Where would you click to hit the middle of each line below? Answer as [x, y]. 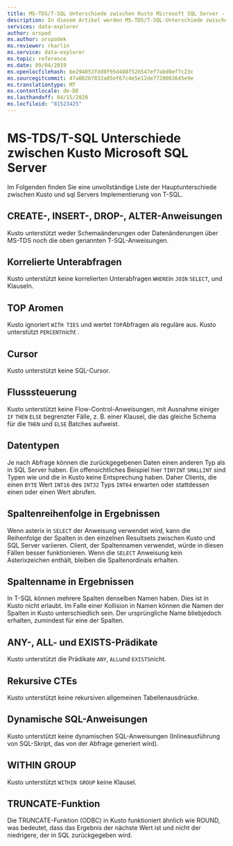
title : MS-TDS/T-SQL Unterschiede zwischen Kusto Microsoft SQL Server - [116, 14]
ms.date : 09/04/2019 [37, 65]
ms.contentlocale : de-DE [43, 91]
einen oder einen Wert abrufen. [52, 492]
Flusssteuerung [42, 392]
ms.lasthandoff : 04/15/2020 [48, 98]
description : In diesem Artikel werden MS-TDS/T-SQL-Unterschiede [105, 20]
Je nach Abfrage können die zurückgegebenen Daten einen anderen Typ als [116, 462]
